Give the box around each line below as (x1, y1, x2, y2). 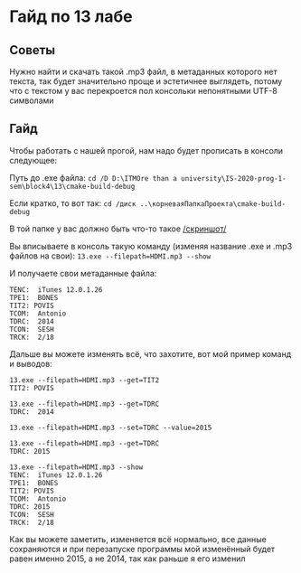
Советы (9, 42, 56, 58)
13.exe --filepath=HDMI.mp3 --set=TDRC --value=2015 (9, 423, 212, 432)
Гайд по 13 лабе (9, 6, 133, 27)
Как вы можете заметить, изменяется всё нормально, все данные (9, 533, 267, 544)
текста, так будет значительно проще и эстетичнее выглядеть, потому (9, 76, 283, 87)
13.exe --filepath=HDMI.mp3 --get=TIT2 (9, 375, 160, 385)
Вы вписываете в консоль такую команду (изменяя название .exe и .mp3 (9, 240, 293, 251)
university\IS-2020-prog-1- (180, 174, 287, 183)
